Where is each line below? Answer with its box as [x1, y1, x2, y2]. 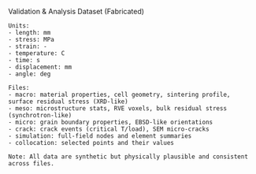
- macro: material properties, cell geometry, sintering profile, [8, 91, 231, 98]
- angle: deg [8, 70, 51, 78]
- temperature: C [8, 50, 65, 57]
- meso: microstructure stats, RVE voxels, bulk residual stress [8, 105, 227, 113]
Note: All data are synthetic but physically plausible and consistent [8, 153, 248, 161]
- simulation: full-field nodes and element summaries [8, 132, 192, 140]
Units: [8, 22, 30, 30]
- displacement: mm [8, 63, 72, 71]
